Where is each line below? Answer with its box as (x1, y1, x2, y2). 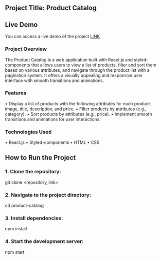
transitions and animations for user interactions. (5, 116, 101, 122)
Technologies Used (5, 128, 52, 135)
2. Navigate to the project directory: (5, 191, 91, 198)
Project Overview (5, 46, 47, 53)
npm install (5, 226, 27, 232)
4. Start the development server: (5, 238, 84, 245)
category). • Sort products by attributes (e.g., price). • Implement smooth (5, 111, 152, 117)
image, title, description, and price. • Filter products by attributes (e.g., (5, 106, 147, 112)
